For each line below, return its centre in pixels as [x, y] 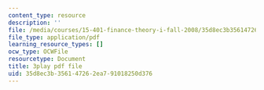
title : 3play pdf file [45, 67]
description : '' [35, 23]
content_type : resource [47, 15]
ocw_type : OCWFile [38, 52]
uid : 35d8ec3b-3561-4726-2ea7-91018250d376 [81, 74]
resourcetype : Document [47, 59]
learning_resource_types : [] [56, 45]
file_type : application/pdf [54, 37]
